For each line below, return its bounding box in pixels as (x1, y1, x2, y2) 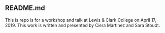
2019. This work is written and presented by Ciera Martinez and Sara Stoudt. (5, 22, 160, 28)
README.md (5, 4, 45, 12)
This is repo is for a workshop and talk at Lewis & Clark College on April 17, (5, 17, 157, 23)
